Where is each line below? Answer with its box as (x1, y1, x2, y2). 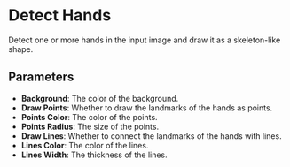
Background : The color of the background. (20, 93, 179, 103)
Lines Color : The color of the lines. (20, 140, 149, 150)
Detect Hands (8, 5, 112, 26)
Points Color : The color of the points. (20, 111, 158, 122)
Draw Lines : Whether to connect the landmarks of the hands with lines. (20, 130, 282, 141)
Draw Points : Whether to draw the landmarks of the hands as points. (20, 102, 273, 113)
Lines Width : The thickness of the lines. (20, 149, 168, 160)
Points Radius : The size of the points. (20, 121, 160, 132)
